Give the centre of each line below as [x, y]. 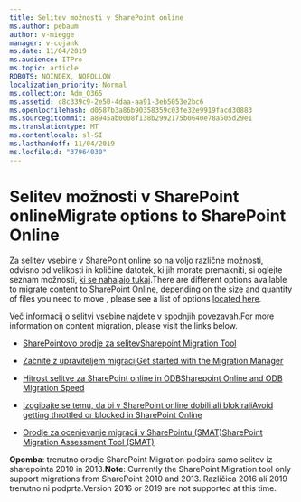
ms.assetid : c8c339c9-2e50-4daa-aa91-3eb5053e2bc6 [107, 102]
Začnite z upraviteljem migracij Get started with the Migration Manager [153, 360]
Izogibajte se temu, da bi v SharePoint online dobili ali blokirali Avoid [148, 405]
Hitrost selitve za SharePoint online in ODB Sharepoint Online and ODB [152, 378]
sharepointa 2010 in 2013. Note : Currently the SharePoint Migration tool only [150, 469]
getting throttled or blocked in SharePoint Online [112, 414]
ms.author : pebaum [44, 26]
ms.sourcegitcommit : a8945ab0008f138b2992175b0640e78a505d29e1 [131, 118]
